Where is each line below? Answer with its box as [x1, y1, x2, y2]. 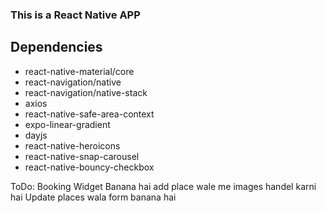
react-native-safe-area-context [24, 108, 155, 120]
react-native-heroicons [24, 139, 121, 152]
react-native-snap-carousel [24, 150, 140, 162]
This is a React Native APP [10, 8, 141, 22]
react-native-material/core [24, 65, 135, 77]
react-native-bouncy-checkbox [24, 161, 155, 173]
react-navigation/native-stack [24, 86, 148, 98]
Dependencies [10, 39, 103, 56]
